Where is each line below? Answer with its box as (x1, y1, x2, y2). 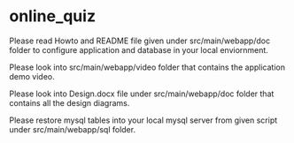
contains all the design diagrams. (9, 97, 130, 108)
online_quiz (9, 6, 96, 26)
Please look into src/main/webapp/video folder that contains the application (9, 62, 286, 72)
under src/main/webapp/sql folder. (9, 124, 135, 134)
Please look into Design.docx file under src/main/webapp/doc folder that (9, 88, 275, 99)
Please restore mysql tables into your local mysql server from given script (9, 115, 278, 125)
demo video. (9, 71, 55, 81)
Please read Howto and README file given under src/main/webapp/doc (9, 35, 271, 46)
